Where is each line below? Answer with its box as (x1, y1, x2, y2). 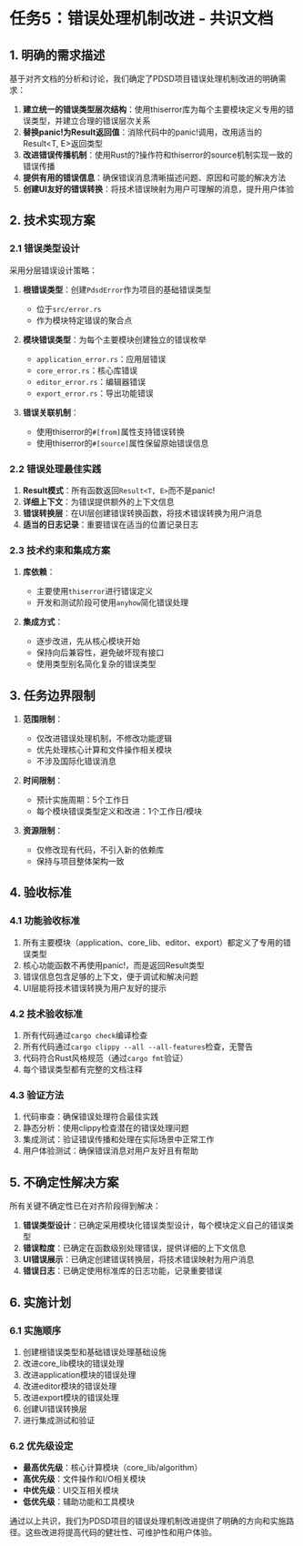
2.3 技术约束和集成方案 (9, 543, 111, 556)
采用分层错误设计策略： (9, 265, 97, 276)
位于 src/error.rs (35, 303, 102, 314)
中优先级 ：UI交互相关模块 (22, 1485, 119, 1496)
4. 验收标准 (9, 884, 72, 901)
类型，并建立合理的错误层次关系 (30, 116, 151, 126)
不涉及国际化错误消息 (35, 756, 116, 767)
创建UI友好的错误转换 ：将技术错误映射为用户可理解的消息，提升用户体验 (22, 184, 294, 194)
